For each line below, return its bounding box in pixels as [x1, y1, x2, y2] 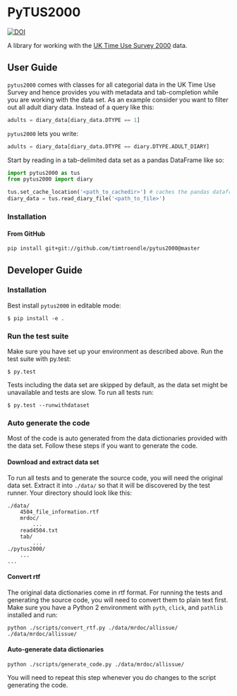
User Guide [7, 61, 58, 74]
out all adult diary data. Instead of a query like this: [7, 103, 154, 111]
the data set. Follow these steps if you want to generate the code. [7, 441, 198, 450]
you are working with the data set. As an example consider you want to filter [7, 95, 229, 104]
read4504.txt [20, 527, 59, 534]
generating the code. [7, 681, 68, 690]
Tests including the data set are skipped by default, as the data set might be [7, 381, 228, 389]
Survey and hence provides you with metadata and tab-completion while [7, 87, 219, 96]
